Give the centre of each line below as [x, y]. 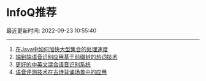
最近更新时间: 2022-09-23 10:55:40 [51, 30]
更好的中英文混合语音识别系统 [53, 64]
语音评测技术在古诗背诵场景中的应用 [61, 72]
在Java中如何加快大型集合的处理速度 [62, 49]
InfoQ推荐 [32, 12]
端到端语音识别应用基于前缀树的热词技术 [66, 57]
